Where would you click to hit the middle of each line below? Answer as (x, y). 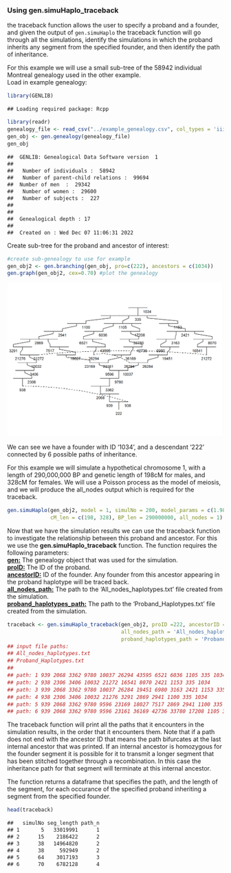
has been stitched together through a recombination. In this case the (104, 761)
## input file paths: (38, 646)
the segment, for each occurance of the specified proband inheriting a (107, 789)
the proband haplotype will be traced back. (68, 582)
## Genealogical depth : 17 (49, 219)
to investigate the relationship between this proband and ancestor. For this (112, 538)
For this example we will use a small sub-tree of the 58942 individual (104, 68)
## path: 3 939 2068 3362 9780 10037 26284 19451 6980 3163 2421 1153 (110, 689)
